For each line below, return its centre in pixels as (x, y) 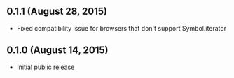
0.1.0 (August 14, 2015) (57, 50)
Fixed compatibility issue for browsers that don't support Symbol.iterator (122, 28)
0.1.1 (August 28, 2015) (57, 11)
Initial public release (46, 67)
